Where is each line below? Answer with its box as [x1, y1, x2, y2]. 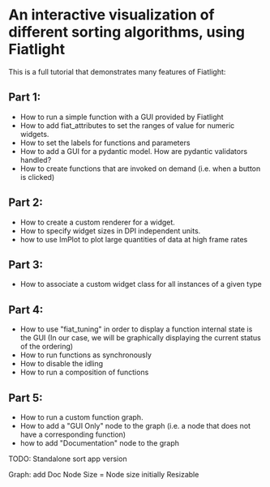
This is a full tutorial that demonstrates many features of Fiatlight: [8, 66, 226, 76]
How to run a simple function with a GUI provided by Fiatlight [19, 112, 225, 122]
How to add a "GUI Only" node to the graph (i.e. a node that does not [19, 421, 251, 430]
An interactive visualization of [8, 6, 215, 24]
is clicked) [19, 172, 55, 182]
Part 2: [8, 196, 43, 210]
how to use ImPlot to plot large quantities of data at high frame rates [19, 234, 248, 244]
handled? [19, 155, 52, 164]
